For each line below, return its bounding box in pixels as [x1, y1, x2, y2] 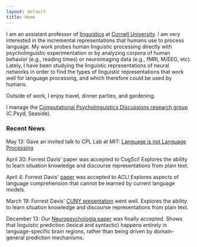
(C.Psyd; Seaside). [6, 110, 51, 117]
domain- [153, 227, 175, 235]
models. [6, 186, 26, 193]
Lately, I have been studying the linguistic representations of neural [6, 61, 170, 69]
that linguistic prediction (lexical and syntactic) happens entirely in [6, 221, 167, 228]
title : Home [6, 14, 35, 20]
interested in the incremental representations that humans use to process [6, 37, 185, 44]
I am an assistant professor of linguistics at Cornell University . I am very [6, 30, 180, 37]
